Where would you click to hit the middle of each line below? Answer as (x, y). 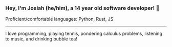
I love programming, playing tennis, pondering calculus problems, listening (84, 34)
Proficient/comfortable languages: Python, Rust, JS (59, 19)
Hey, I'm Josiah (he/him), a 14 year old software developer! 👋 (82, 8)
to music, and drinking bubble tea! (41, 39)
